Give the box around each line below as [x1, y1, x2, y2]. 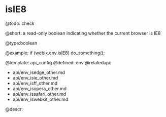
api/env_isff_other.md [12, 80, 57, 86]
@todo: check [5, 20, 35, 26]
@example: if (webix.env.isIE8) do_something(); [5, 50, 105, 56]
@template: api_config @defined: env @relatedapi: [5, 59, 112, 65]
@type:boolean [5, 40, 38, 46]
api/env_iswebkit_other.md [12, 96, 69, 102]
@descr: [5, 106, 23, 112]
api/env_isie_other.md [12, 74, 58, 81]
